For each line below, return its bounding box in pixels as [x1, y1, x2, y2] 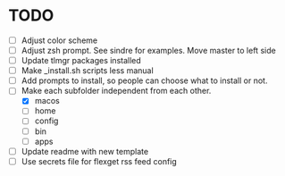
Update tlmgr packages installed [21, 55, 142, 66]
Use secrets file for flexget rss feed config [21, 155, 178, 166]
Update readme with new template [21, 146, 149, 156]
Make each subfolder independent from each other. [21, 86, 212, 96]
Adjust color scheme [21, 35, 98, 46]
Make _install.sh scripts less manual [21, 65, 154, 76]
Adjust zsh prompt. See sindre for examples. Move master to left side [21, 46, 276, 55]
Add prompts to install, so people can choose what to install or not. [21, 75, 268, 86]
